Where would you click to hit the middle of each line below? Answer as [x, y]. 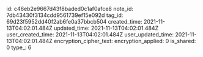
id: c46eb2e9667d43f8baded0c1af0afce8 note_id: [70, 9]
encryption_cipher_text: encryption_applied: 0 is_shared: [125, 41]
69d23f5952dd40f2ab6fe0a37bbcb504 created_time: [74, 22]
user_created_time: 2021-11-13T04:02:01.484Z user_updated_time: [90, 35]
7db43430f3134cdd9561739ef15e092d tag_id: [65, 15]
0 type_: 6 [19, 47]
